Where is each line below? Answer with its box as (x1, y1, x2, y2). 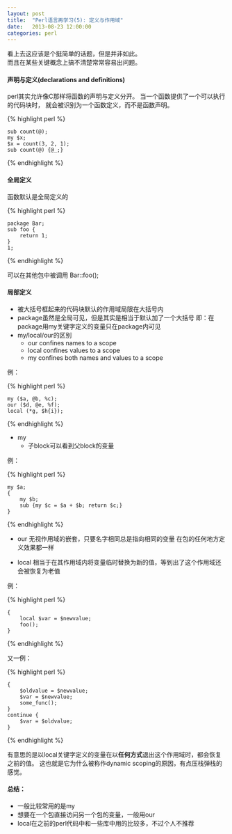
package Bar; (7, 220, 45, 227)
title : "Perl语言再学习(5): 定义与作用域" (7, 17, 124, 24)
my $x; (7, 134, 26, 141)
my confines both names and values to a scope (27, 353, 163, 362)
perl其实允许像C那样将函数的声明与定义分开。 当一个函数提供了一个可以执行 (7, 92, 226, 101)
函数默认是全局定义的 (7, 192, 68, 200)
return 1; (19, 232, 49, 239)
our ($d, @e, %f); (7, 401, 60, 408)
